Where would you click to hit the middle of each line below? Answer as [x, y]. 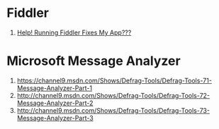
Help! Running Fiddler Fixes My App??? [74, 32]
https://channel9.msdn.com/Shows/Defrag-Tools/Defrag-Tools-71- [114, 80]
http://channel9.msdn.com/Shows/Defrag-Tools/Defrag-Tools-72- [113, 95]
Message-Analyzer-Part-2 [55, 103]
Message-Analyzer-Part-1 [55, 88]
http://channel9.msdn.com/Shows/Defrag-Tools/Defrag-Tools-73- [113, 110]
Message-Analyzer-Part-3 [55, 118]
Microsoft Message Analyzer [94, 61]
